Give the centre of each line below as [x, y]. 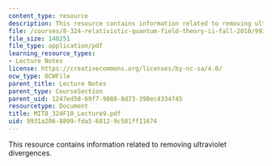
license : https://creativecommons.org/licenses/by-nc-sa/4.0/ [115, 69]
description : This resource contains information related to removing [130, 23]
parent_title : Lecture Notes [57, 83]
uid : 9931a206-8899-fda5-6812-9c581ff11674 [83, 121]
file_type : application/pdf [56, 46]
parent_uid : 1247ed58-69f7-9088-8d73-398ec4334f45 [96, 99]
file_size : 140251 [39, 38]
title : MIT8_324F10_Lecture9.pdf [65, 114]
